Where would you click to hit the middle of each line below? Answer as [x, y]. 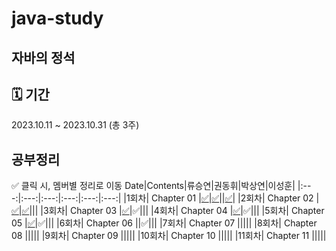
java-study [57, 18]
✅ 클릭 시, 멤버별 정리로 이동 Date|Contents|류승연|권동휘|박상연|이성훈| [153, 186]
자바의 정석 [43, 57]
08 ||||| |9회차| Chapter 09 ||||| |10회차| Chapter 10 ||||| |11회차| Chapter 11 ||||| [169, 236]
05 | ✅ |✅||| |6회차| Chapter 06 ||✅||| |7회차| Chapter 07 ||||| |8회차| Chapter [164, 223]
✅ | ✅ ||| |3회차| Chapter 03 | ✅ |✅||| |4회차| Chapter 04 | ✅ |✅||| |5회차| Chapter [168, 211]
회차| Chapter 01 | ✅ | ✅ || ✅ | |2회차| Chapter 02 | [224, 198]
